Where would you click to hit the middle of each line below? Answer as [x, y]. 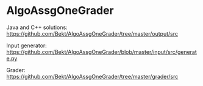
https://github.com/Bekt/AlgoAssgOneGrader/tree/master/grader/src [92, 76]
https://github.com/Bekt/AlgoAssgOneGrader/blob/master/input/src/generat [101, 51]
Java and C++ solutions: [37, 27]
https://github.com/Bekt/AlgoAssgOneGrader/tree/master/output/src [92, 33]
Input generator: [27, 45]
